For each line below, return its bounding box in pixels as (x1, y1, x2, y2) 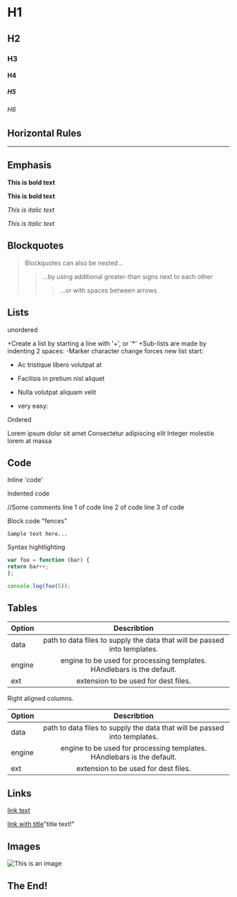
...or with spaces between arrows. (59, 286, 159, 295)
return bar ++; (7, 564, 49, 571)
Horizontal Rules (7, 127, 82, 139)
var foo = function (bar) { (7, 556, 90, 564)
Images (7, 840, 41, 852)
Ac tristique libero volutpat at (17, 360, 102, 369)
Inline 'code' (7, 476, 44, 484)
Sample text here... (7, 530, 68, 538)
